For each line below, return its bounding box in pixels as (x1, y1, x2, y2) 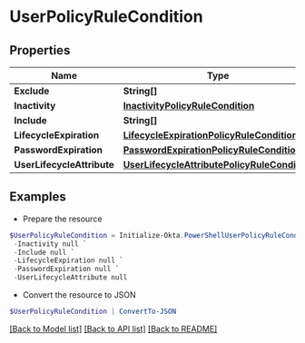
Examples (9, 189, 66, 205)
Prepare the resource (22, 213, 103, 224)
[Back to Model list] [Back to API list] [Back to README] (9, 323, 218, 334)
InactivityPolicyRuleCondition (123, 100, 255, 112)
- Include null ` (13, 248, 75, 257)
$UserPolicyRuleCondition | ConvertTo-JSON (9, 307, 177, 317)
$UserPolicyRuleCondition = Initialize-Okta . (9, 230, 184, 240)
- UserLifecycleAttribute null (13, 273, 128, 282)
